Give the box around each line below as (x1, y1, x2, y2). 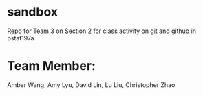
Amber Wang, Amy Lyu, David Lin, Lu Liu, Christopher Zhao (7, 80, 175, 89)
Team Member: (7, 58, 96, 74)
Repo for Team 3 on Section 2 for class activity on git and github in (7, 27, 197, 35)
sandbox (7, 4, 58, 20)
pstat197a (7, 34, 34, 42)
